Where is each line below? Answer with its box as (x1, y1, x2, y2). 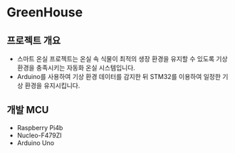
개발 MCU (6, 104, 49, 116)
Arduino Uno (16, 138, 55, 147)
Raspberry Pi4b (16, 123, 63, 132)
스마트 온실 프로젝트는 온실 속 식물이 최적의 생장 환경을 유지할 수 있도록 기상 (16, 55, 229, 63)
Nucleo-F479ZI (16, 131, 62, 139)
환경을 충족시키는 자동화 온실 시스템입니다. (16, 63, 136, 72)
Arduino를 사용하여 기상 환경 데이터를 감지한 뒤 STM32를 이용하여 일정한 (16, 73, 221, 80)
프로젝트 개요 (6, 34, 61, 46)
